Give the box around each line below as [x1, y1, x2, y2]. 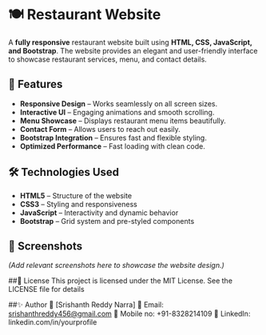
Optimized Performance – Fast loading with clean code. [19, 141, 205, 151]
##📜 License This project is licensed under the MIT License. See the [8, 276, 233, 285]
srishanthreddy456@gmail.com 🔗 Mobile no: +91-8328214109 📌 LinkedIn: [8, 309, 251, 319]
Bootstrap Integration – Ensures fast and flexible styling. [19, 133, 208, 142]
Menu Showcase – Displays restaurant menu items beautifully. [19, 116, 226, 126]
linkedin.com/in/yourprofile [8, 317, 97, 327]
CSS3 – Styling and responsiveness [19, 199, 137, 209]
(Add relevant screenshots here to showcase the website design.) [8, 261, 225, 270]
